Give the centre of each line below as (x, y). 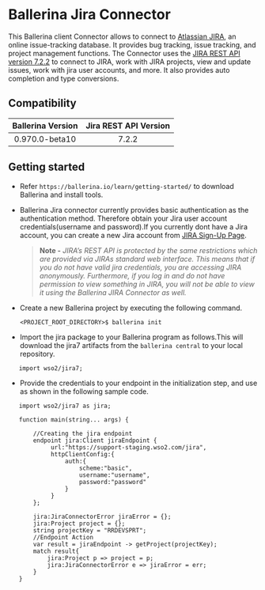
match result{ (56, 551)
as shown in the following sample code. (84, 391)
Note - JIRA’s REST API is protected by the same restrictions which (148, 250)
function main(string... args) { (74, 420)
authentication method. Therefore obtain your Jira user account (123, 218)
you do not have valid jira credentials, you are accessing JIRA (140, 267)
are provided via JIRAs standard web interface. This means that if (147, 259)
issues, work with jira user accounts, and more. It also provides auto (119, 70)
